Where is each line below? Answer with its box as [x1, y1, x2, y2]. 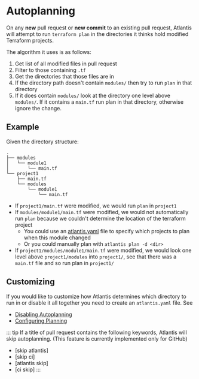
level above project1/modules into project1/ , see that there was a [14, 253, 177, 260]
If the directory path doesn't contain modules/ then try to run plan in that [14, 79, 192, 86]
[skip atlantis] [14, 347, 49, 354]
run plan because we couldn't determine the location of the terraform [14, 215, 186, 222]
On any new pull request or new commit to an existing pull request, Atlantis [6, 24, 192, 31]
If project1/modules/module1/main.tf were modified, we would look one [14, 246, 192, 254]
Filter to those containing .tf [14, 66, 86, 73]
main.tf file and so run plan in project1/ [14, 259, 115, 266]
